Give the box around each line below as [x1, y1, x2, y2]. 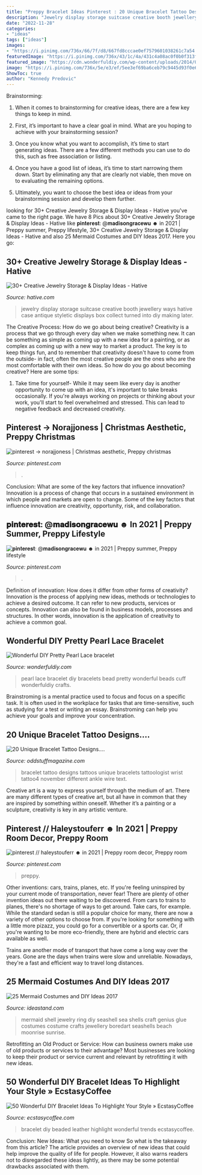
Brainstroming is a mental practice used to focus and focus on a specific [6, 693, 186, 700]
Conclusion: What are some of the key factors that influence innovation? [6, 483, 185, 490]
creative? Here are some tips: [6, 368, 79, 375]
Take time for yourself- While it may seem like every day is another [14, 379, 180, 386]
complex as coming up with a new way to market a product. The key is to [6, 342, 188, 349]
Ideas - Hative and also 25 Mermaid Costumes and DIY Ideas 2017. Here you [6, 233, 195, 240]
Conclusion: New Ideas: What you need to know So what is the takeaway [6, 1137, 187, 1144]
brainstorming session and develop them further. [14, 195, 136, 203]
